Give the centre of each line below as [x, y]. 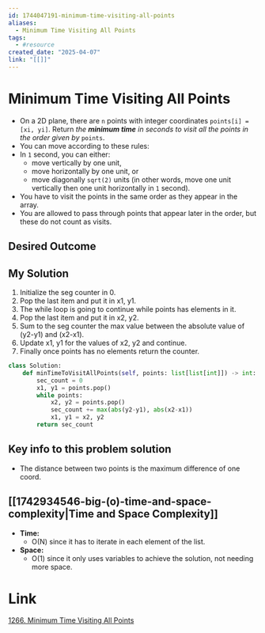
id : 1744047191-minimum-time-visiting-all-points [92, 15]
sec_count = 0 [60, 381]
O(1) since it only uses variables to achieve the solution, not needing [142, 558]
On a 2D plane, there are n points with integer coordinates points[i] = [134, 120]
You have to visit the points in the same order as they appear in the [129, 196]
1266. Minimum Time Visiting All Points [71, 620]
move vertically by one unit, [76, 162]
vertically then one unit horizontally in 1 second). [111, 188]
